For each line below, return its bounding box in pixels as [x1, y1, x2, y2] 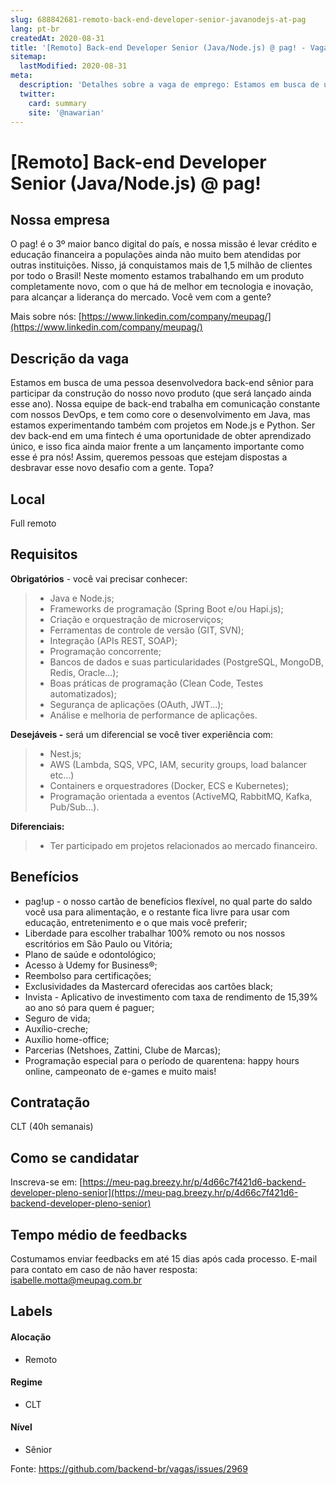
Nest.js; [49, 747, 82, 760]
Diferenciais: [10, 820, 65, 832]
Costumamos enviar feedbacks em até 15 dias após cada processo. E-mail [10, 1253, 318, 1265]
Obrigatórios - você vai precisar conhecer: [10, 572, 188, 585]
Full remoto [10, 517, 57, 529]
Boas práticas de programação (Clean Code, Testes [49, 677, 264, 689]
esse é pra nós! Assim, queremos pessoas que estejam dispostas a [10, 451, 288, 463]
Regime [10, 1376, 43, 1388]
